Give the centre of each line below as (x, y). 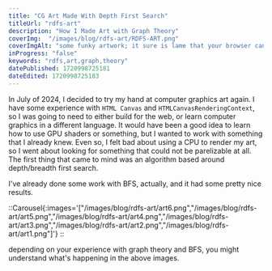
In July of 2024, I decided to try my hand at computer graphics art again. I (132, 99)
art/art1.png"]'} (33, 233)
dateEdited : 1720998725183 (54, 76)
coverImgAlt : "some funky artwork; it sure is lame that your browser (130, 46)
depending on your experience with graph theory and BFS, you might (124, 249)
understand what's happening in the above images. (94, 258)
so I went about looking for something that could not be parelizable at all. (130, 150)
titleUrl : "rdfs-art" (45, 23)
